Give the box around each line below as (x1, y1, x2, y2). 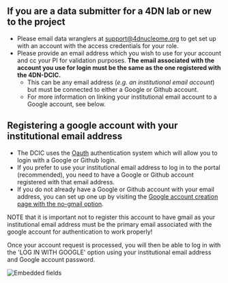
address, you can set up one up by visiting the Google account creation (16, 192, 218, 201)
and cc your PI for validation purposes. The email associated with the (16, 56, 215, 64)
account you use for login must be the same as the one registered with (16, 63, 221, 71)
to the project (7, 16, 66, 28)
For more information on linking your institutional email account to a (27, 93, 217, 101)
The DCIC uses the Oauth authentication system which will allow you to (16, 149, 218, 157)
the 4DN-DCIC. (16, 71, 61, 79)
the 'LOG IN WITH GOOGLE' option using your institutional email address (7, 248, 212, 256)
